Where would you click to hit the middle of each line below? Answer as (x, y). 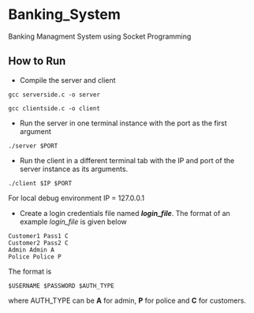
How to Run (37, 61)
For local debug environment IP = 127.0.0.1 (77, 198)
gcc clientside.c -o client (54, 108)
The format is (30, 271)
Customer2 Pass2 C (38, 243)
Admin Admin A (32, 250)
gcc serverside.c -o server (54, 95)
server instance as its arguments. (74, 169)
